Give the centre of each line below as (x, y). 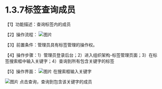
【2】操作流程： (21, 34)
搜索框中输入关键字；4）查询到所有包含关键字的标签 (62, 61)
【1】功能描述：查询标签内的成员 (38, 24)
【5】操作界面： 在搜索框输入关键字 (48, 71)
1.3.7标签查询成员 (40, 10)
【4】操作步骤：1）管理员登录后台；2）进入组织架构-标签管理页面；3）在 (79, 55)
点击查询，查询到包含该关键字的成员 (56, 82)
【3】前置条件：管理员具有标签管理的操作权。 (51, 44)
